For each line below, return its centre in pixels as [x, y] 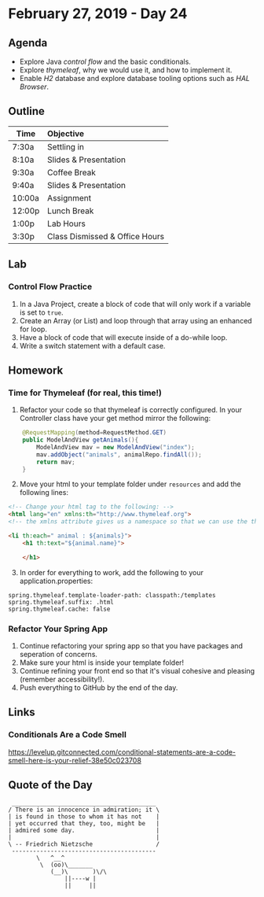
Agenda [28, 43]
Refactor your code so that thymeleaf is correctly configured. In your [130, 410]
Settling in [66, 146]
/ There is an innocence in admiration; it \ [84, 810]
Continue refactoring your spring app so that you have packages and [131, 645]
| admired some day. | [84, 831]
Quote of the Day [50, 785]
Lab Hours [66, 223]
